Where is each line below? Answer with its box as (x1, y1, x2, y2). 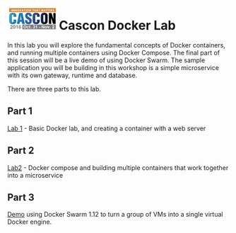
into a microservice (7, 171, 64, 179)
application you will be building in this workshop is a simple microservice (7, 63, 219, 72)
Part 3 (7, 191, 35, 203)
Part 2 (7, 144, 35, 157)
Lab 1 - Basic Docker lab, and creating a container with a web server (7, 124, 206, 132)
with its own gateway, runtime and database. (7, 71, 138, 79)
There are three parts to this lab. (7, 84, 101, 93)
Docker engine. (7, 217, 52, 226)
